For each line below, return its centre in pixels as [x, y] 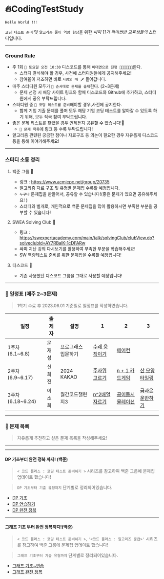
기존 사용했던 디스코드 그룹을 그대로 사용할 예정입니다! [71, 275]
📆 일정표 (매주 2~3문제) [31, 294]
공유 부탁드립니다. [50, 98]
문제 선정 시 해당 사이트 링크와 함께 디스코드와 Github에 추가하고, [81, 92]
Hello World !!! [21, 22]
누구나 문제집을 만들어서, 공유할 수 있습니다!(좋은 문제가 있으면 [78, 194]
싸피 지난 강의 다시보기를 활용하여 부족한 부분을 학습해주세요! [77, 248]
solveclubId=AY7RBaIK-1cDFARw [52, 243]
